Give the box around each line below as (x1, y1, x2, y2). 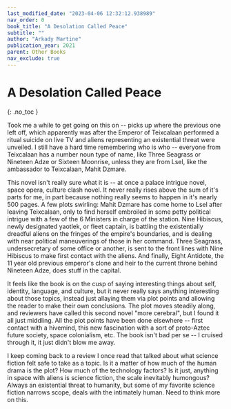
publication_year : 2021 (7, 42, 76, 49)
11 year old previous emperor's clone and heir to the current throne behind (7, 259, 218, 267)
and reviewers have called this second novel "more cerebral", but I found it (7, 308, 219, 317)
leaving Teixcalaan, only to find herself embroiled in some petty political (7, 208, 212, 216)
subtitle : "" (7, 29, 45, 37)
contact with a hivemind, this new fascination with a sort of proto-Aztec (7, 323, 210, 332)
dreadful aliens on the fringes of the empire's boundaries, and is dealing (7, 229, 212, 238)
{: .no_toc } (7, 108, 39, 116)
